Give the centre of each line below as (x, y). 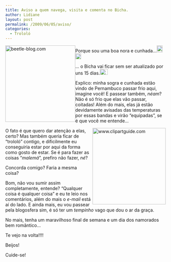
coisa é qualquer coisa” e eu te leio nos (47, 194)
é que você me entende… (102, 121)
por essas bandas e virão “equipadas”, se (119, 115)
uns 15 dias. (88, 73)
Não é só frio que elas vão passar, (111, 99)
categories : (18, 29)
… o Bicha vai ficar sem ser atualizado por (120, 66)
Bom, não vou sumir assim (33, 183)
